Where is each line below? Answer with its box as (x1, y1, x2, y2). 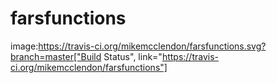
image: (10, 40, 39, 52)
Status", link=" (103, 50, 163, 62)
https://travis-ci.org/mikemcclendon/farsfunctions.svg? (38, 40, 267, 52)
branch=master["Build (10, 50, 102, 62)
